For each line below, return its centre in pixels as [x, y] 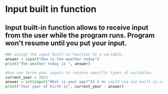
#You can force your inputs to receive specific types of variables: [79, 73]
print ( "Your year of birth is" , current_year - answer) [64, 87]
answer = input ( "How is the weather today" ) [52, 59]
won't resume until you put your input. [66, 43]
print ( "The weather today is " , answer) [48, 64]
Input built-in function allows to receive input [77, 28]
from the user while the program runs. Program [80, 35]
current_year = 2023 [27, 77]
